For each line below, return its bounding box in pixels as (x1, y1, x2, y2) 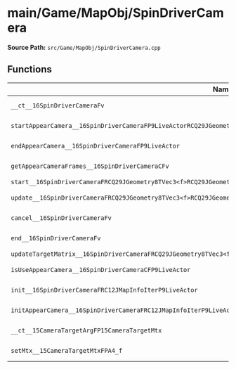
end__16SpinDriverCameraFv (11, 234, 101, 242)
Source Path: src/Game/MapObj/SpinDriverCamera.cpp (7, 43, 161, 51)
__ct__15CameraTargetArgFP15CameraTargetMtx (11, 326, 162, 335)
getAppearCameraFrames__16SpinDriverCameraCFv (11, 162, 170, 170)
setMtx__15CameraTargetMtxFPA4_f (11, 347, 123, 354)
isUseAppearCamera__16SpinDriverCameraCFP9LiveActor (11, 266, 191, 273)
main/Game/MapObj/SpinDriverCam (7, 5, 224, 21)
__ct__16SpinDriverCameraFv (11, 101, 105, 110)
